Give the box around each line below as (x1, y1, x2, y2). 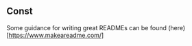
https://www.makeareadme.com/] (8, 31, 104, 39)
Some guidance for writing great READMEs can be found (6, 23, 167, 32)
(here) (168, 23, 186, 32)
